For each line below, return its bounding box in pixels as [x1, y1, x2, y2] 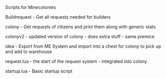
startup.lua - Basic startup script [5, 68, 73, 74]
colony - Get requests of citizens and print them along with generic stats [5, 24, 156, 30]
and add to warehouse [5, 49, 52, 54]
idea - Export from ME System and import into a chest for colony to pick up [5, 43, 161, 49]
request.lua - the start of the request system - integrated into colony [5, 58, 147, 64]
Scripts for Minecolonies [5, 5, 57, 10]
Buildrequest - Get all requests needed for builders [5, 14, 111, 20]
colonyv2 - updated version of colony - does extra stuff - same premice [5, 34, 155, 39]
